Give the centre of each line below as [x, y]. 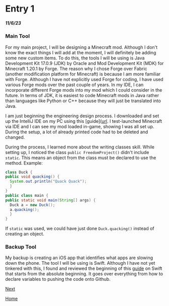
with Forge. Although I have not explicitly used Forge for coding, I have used [84, 79]
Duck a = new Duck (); [33, 205]
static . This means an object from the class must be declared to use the [81, 158]
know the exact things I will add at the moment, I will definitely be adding [81, 52]
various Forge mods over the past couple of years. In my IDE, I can [74, 85]
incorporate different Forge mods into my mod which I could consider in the [84, 90]
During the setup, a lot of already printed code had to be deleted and [77, 132]
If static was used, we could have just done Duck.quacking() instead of [80, 228]
